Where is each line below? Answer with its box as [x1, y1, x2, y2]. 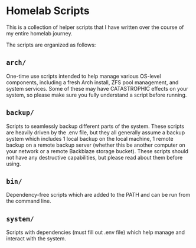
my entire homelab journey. [6, 29, 73, 37]
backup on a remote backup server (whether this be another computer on [6, 141, 186, 148]
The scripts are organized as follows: [6, 41, 96, 48]
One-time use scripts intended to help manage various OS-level [6, 72, 161, 80]
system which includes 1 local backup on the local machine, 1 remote [6, 135, 174, 142]
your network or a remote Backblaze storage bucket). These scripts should [6, 147, 189, 154]
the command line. [6, 197, 51, 204]
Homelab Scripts [6, 4, 90, 18]
